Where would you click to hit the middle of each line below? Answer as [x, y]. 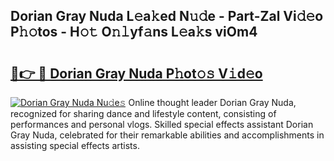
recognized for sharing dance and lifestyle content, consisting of [143, 113]
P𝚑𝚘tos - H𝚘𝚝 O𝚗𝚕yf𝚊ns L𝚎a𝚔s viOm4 [134, 32]
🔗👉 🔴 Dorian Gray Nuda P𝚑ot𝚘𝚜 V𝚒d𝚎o [136, 73]
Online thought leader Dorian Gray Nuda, [212, 102]
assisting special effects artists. [75, 145]
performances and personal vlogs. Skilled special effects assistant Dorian [162, 124]
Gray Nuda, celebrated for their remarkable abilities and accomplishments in [167, 135]
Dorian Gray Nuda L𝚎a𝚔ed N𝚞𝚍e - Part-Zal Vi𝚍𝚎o [167, 16]
